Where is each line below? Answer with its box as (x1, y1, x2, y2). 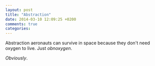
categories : (5, 26, 31, 31)
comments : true (5, 21, 38, 27)
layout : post (5, 7, 33, 13)
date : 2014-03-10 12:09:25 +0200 (5, 17, 76, 22)
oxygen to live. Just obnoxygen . (5, 45, 72, 51)
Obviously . (5, 55, 28, 61)
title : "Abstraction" (5, 12, 51, 17)
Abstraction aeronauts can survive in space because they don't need (5, 40, 150, 46)
